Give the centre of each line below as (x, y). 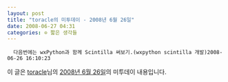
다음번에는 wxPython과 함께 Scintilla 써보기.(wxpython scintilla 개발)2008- (118, 53)
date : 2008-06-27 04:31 (41, 26)
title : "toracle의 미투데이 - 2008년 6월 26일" (71, 20)
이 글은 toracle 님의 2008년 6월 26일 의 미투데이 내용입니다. (87, 72)
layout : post (26, 13)
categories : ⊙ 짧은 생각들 (42, 32)
